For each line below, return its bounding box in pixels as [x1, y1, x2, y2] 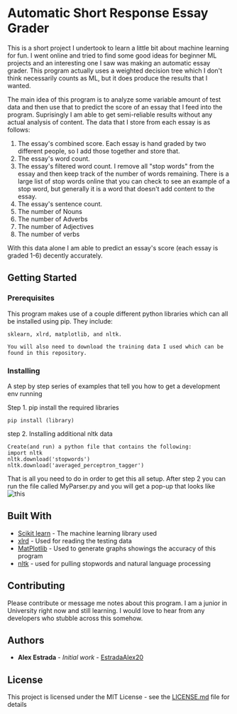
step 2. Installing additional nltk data [7, 429, 114, 438]
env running [7, 389, 43, 398]
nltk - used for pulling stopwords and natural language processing [17, 559, 211, 568]
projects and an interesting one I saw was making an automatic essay [7, 58, 211, 67]
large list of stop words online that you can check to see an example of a [17, 176, 231, 186]
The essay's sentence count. [17, 199, 103, 208]
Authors [7, 634, 45, 646]
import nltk [7, 449, 43, 457]
